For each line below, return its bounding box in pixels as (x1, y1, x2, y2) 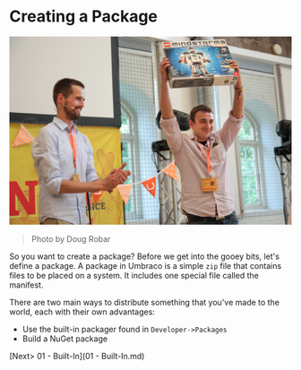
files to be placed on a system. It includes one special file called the (9, 270, 260, 280)
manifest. (9, 280, 44, 290)
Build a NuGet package (21, 333, 108, 344)
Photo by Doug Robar (30, 233, 111, 244)
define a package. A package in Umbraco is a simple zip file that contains (9, 260, 282, 271)
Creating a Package (9, 6, 159, 27)
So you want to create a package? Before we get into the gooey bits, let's (9, 251, 280, 262)
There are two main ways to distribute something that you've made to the (9, 297, 280, 307)
